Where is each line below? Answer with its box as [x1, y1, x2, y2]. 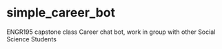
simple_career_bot [6, 5, 115, 21]
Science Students [6, 35, 57, 43]
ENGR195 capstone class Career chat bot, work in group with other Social [6, 28, 216, 36]
